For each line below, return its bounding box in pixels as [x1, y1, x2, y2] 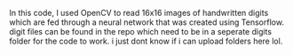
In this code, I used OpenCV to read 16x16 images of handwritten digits [9, 8, 269, 18]
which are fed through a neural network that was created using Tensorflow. [9, 17, 284, 27]
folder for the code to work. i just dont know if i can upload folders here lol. [9, 35, 283, 46]
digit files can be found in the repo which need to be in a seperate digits [9, 27, 273, 36]
